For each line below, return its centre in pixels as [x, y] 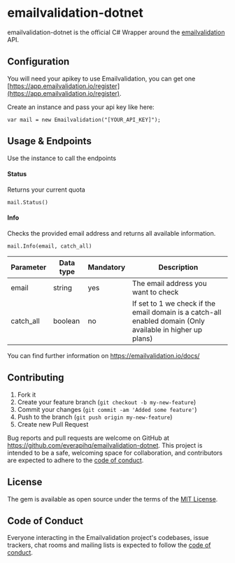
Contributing [36, 378]
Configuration [38, 62]
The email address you [170, 283]
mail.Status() [28, 202]
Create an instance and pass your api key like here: [81, 107]
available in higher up [167, 329]
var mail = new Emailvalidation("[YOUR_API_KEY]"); [84, 120]
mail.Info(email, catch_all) [50, 246]
